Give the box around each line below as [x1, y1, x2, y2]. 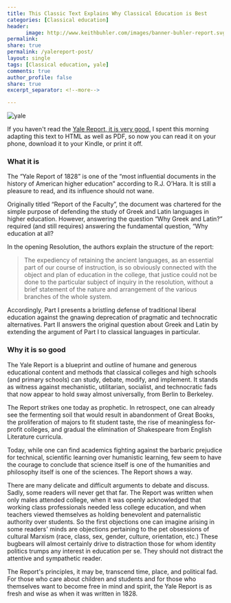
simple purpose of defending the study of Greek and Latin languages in [7, 208, 210, 216]
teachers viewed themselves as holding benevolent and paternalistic [7, 510, 201, 518]
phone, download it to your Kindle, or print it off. [7, 140, 143, 148]
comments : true [7, 67, 51, 74]
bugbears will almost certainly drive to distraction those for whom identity [7, 539, 217, 547]
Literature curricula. [7, 432, 63, 441]
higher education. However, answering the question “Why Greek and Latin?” [7, 215, 223, 223]
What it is [7, 157, 40, 166]
